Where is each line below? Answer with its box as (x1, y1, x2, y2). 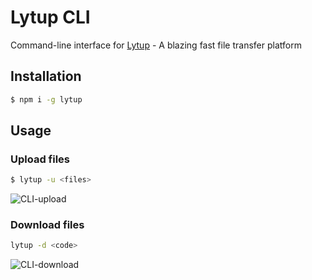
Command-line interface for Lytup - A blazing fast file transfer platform (10, 39, 302, 51)
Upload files (10, 152, 71, 166)
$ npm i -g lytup (10, 94, 83, 105)
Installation (10, 68, 82, 85)
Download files (10, 218, 85, 232)
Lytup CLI (10, 6, 91, 29)
